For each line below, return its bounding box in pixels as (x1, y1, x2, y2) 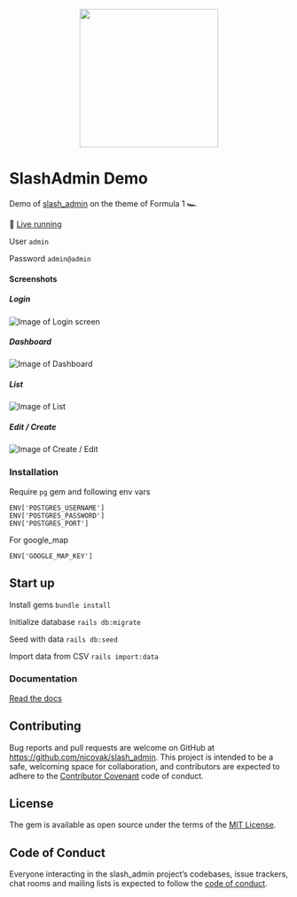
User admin (9, 236, 49, 246)
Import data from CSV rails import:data (9, 651, 160, 661)
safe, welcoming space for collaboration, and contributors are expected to (9, 760, 281, 771)
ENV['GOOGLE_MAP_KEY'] (9, 551, 93, 560)
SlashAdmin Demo (9, 168, 149, 189)
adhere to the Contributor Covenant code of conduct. (9, 770, 204, 781)
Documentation (9, 673, 78, 685)
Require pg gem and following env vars (9, 486, 151, 496)
